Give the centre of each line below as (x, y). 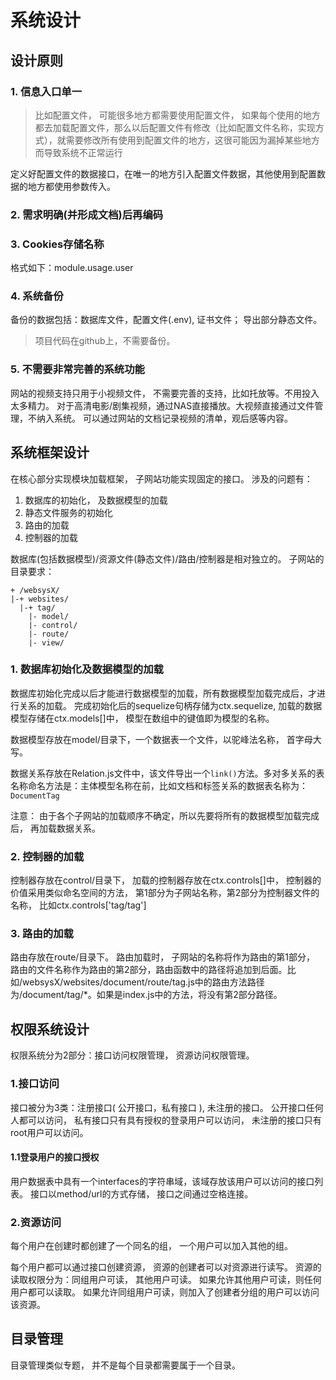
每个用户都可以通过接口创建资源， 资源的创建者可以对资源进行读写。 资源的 (166, 1267)
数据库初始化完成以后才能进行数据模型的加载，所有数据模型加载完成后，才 (163, 693)
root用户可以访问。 (49, 1132)
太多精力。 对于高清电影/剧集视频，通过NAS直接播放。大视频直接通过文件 (162, 405)
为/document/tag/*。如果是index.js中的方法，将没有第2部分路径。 (146, 995)
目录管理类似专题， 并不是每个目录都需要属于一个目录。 (125, 1365)
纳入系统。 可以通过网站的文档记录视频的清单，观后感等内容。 (164, 418)
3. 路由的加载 (42, 934)
